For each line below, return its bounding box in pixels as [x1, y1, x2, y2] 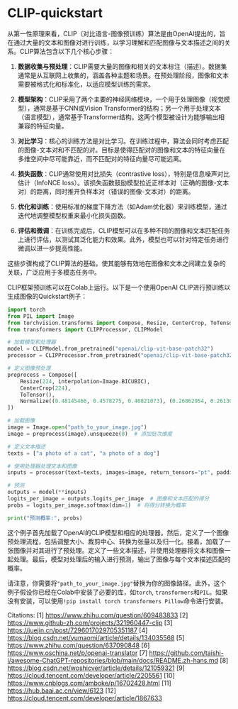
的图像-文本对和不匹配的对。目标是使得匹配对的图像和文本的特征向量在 [17, 145, 226, 154]
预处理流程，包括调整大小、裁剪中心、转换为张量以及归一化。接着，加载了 [7, 537, 225, 546]
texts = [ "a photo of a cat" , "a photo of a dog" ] [7, 449, 160, 457]
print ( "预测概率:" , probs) [7, 515, 83, 522]
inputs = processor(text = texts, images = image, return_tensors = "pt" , [7, 469, 214, 476]
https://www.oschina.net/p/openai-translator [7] [7, 648, 148, 657]
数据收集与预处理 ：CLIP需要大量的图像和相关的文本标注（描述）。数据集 [17, 62, 227, 70]
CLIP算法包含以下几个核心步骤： [19, 47, 115, 55]
